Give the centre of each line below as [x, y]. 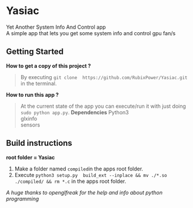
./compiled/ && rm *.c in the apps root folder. [70, 181]
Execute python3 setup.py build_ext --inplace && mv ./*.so [91, 175]
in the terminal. [38, 83]
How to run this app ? [33, 94]
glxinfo [29, 118]
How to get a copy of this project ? [48, 66]
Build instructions [39, 143]
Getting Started [35, 52]
